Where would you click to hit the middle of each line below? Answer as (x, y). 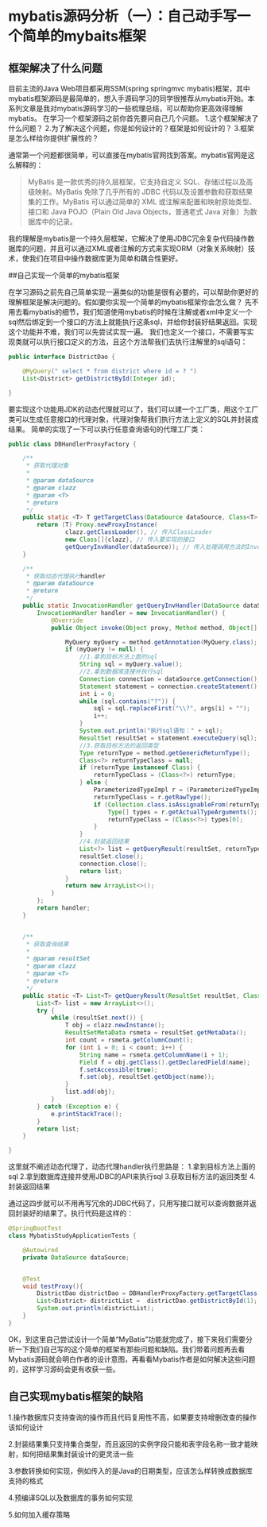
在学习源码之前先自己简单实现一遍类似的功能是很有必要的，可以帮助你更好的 (133, 292)
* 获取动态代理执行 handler (66, 576)
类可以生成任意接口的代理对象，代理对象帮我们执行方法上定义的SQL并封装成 (133, 419)
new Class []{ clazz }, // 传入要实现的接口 (130, 539)
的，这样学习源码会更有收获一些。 (64, 1369)
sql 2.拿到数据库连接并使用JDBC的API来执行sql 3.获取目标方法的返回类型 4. (132, 1177)
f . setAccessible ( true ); (118, 1069)
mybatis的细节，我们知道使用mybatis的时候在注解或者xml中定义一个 (141, 312)
